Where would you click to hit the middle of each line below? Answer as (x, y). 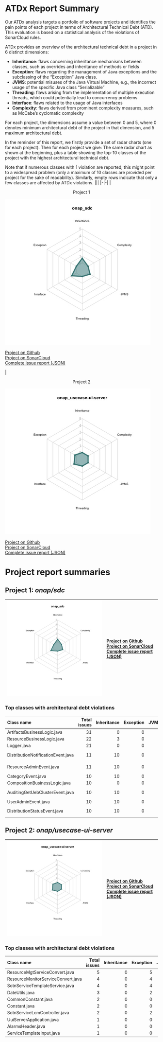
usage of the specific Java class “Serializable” (58, 87)
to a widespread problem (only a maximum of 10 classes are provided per (78, 172)
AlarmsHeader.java (26, 1026)
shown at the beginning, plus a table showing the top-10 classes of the (76, 152)
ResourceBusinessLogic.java (36, 739)
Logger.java (19, 746)
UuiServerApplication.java (33, 1020)
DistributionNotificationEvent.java (41, 755)
